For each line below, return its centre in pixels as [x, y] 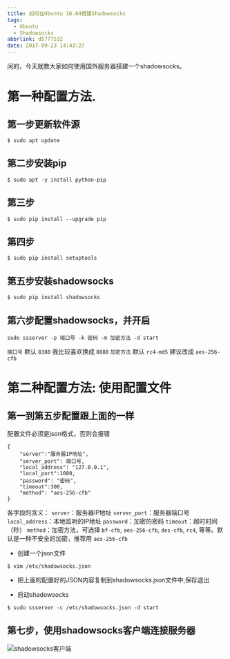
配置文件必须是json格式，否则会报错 [59, 434]
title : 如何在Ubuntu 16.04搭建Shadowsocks [67, 13]
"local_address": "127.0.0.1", [65, 468]
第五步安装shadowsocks [60, 281]
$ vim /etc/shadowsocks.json [49, 566]
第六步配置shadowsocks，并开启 [79, 320]
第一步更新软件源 [44, 124]
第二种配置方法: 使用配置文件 [89, 388]
